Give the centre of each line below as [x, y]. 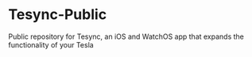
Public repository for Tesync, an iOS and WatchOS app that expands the [126, 36]
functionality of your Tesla [51, 44]
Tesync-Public [58, 15]
